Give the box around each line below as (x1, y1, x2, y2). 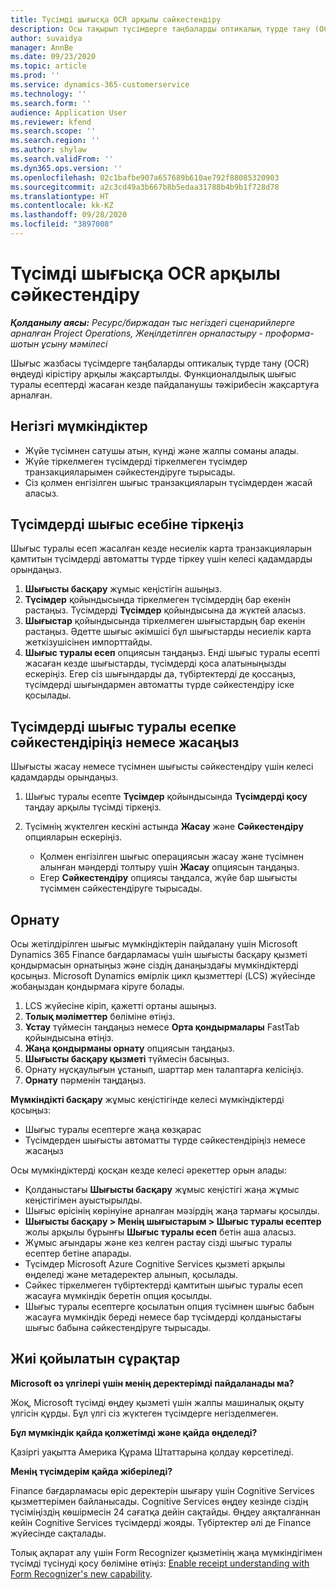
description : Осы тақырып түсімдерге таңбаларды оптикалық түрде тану (10, 24, 311, 34)
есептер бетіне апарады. (24, 1247, 132, 1260)
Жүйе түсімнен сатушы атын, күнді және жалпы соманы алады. (24, 444, 300, 456)
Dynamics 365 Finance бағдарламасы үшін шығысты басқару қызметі (10, 949, 308, 961)
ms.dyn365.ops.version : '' (10, 163, 123, 173)
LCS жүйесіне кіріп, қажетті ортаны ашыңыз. (24, 1000, 217, 1012)
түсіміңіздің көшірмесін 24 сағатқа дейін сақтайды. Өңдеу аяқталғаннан (10, 1506, 321, 1518)
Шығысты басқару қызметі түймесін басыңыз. (24, 1053, 230, 1065)
